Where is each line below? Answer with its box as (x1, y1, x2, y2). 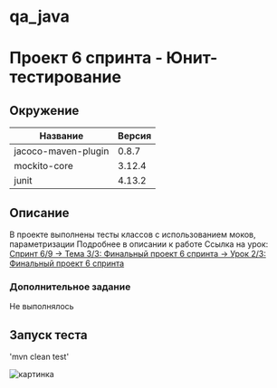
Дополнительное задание (9, 280, 131, 293)
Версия (117, 129, 152, 142)
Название (39, 129, 84, 142)
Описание (9, 205, 70, 221)
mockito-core (14, 160, 74, 173)
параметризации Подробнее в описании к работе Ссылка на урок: (9, 239, 269, 250)
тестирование (9, 67, 122, 88)
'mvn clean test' (9, 351, 70, 363)
